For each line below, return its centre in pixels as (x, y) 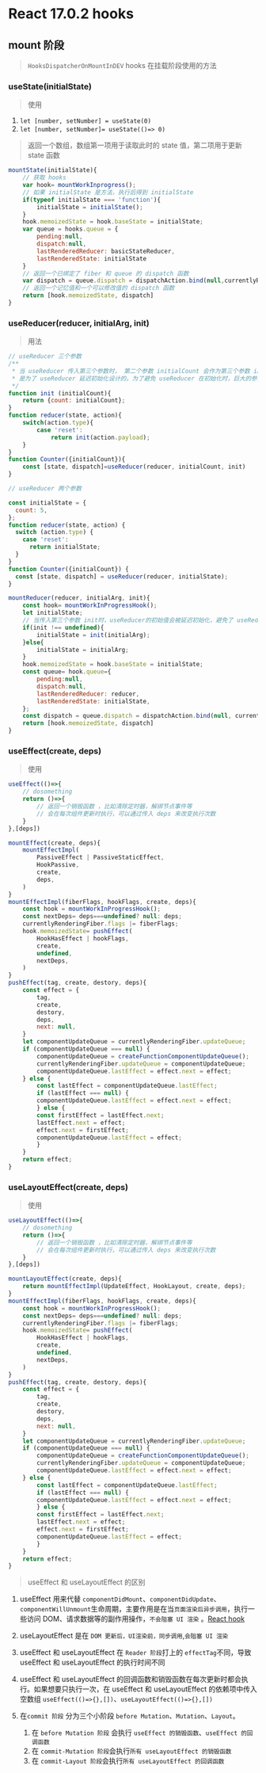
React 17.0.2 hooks (71, 14)
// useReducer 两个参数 (45, 489)
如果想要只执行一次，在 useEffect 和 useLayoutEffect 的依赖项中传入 (145, 1689)
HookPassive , (58, 865)
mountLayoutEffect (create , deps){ (65, 1279)
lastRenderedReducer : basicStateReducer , (106, 251)
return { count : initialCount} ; (74, 401)
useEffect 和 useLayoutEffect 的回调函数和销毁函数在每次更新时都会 (130, 1680)
